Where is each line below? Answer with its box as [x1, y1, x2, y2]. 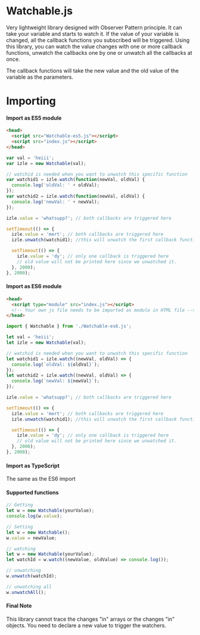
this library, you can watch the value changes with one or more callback [6, 43, 183, 50]
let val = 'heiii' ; [6, 334, 55, 340]
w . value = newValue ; [6, 535, 58, 541]
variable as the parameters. [6, 73, 73, 80]
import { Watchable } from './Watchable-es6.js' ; [6, 323, 132, 329]
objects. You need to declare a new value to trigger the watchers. [6, 621, 167, 629]
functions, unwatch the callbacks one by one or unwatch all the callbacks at [6, 49, 192, 56]
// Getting [6, 502, 33, 508]
